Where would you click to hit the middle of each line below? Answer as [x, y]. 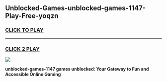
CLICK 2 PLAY [22, 49]
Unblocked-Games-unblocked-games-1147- [75, 8]
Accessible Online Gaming [33, 74]
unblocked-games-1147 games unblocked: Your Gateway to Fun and [77, 69]
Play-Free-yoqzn [32, 16]
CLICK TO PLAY [24, 30]
